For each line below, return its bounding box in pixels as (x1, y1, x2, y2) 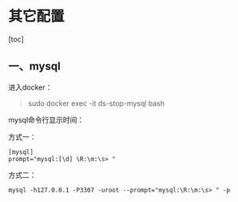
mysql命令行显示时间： (8, 115, 85, 124)
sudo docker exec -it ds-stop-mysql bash (27, 98, 165, 108)
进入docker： (8, 82, 53, 92)
